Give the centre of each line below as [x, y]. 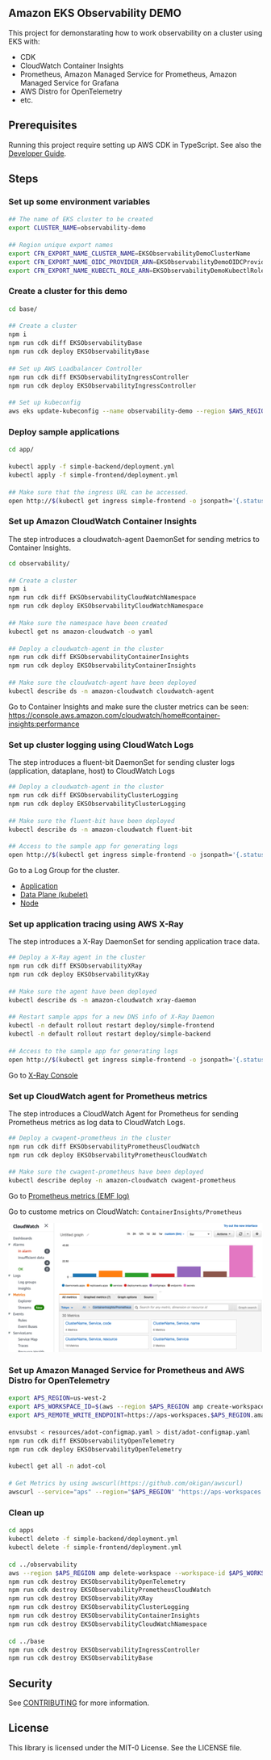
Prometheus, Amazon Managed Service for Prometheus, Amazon [128, 74]
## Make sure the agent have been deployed [83, 991]
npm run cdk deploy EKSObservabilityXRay [79, 975]
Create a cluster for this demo [68, 292]
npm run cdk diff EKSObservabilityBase [75, 343]
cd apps [21, 1531]
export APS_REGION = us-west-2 [57, 1398]
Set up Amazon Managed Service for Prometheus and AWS [126, 1371]
